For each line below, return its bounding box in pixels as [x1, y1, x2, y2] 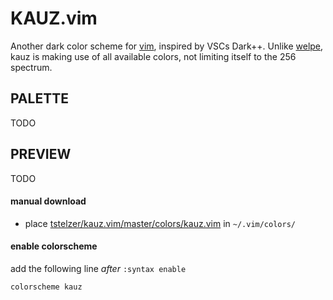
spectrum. [10, 61, 53, 73]
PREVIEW [10, 146, 72, 163]
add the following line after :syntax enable [10, 262, 187, 274]
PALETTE [10, 90, 69, 107]
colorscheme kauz [10, 282, 83, 292]
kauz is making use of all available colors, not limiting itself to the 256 [10, 50, 297, 62]
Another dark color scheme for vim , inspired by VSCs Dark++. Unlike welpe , [10, 40, 324, 52]
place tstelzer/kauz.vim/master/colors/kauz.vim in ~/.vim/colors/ [24, 217, 296, 229]
